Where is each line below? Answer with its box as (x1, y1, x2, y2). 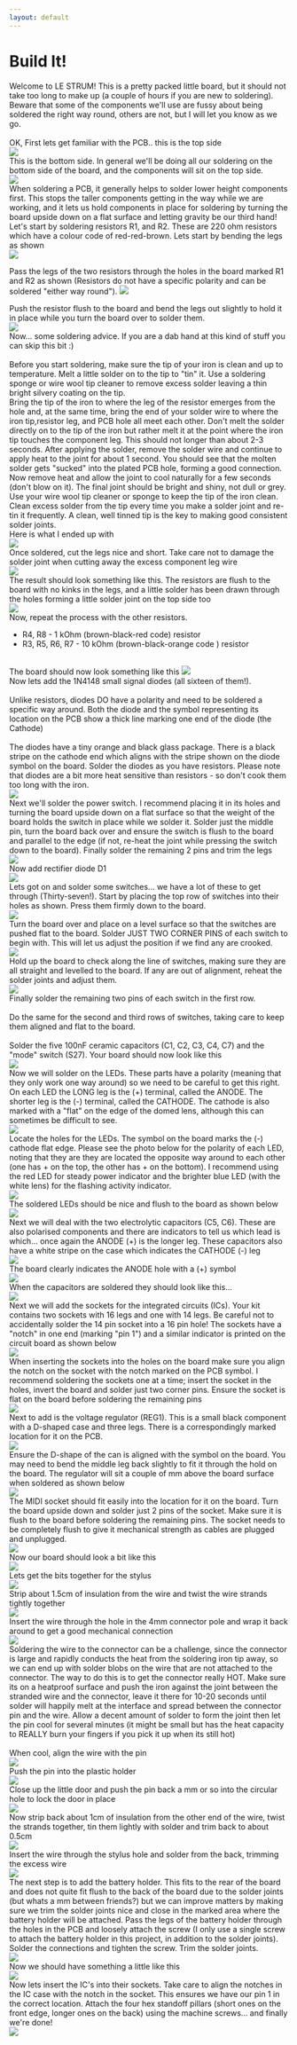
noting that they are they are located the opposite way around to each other (9, 1152, 285, 1162)
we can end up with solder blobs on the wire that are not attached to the (9, 1663, 273, 1673)
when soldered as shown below (9, 1477, 126, 1488)
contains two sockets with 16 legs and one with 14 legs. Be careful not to (9, 1310, 275, 1320)
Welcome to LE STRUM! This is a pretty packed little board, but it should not (9, 81, 286, 91)
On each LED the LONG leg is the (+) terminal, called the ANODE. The (9, 1086, 263, 1097)
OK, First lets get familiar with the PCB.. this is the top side (9, 137, 222, 147)
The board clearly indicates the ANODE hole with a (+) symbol (9, 1263, 237, 1274)
